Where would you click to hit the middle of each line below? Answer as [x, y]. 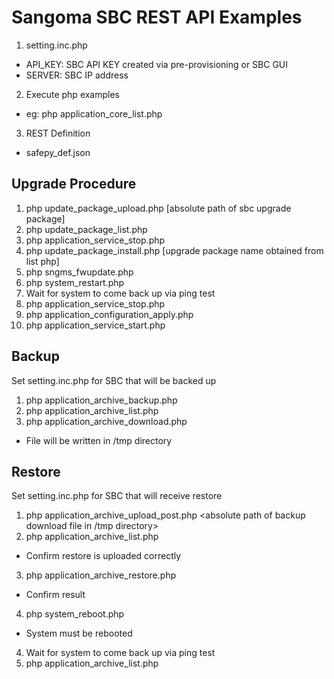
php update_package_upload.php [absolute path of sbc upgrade [158, 208]
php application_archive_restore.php [101, 575]
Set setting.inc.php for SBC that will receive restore [117, 496]
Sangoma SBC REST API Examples [157, 17]
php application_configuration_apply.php [109, 314]
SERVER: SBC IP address [77, 75]
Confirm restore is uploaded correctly [103, 556]
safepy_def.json [58, 152]
